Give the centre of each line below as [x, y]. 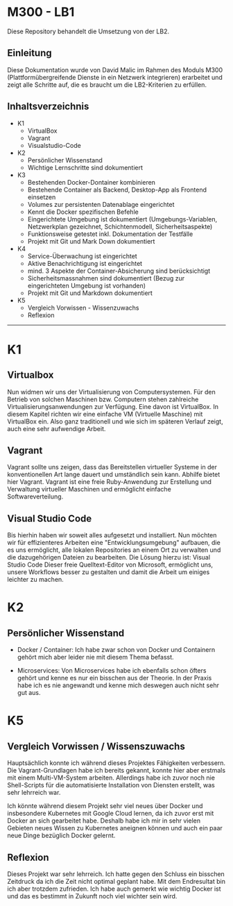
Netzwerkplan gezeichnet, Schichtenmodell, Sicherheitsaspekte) [120, 226]
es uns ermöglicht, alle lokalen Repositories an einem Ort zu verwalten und [114, 550]
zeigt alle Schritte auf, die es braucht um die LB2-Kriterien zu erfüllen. [107, 85]
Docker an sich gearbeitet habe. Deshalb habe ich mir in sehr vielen [104, 821]
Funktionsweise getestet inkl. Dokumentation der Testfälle [110, 234]
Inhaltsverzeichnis [48, 107]
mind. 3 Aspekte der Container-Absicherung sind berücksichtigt [119, 271]
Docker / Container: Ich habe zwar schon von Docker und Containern [116, 650]
